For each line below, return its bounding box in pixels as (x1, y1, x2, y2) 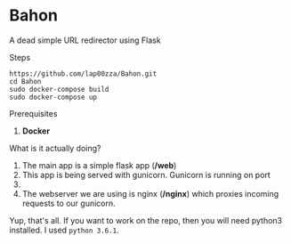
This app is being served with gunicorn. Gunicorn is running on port (21, 169, 271, 180)
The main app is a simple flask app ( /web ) (21, 159, 177, 170)
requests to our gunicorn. (21, 198, 116, 208)
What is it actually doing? (9, 142, 101, 153)
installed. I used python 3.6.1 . (9, 224, 120, 235)
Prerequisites (9, 108, 58, 118)
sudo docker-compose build (9, 85, 109, 94)
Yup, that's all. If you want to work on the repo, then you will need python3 (9, 215, 283, 225)
